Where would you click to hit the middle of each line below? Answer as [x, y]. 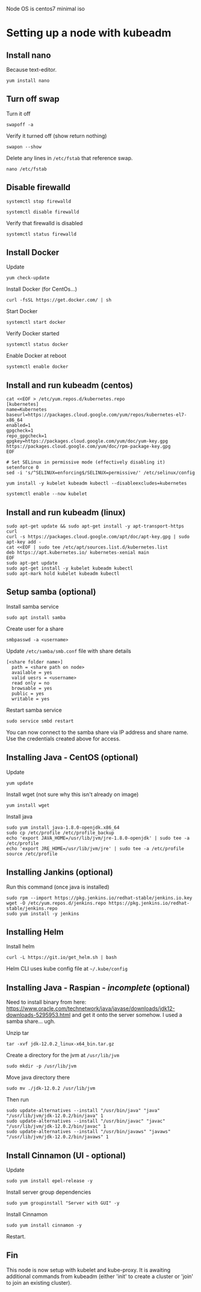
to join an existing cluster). [39, 1282]
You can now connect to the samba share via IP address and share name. [97, 732]
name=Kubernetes [26, 410]
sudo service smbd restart [40, 721]
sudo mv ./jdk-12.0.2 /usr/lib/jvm [51, 1089]
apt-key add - [24, 542]
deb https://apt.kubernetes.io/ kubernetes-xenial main [78, 553]
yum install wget [28, 805]
